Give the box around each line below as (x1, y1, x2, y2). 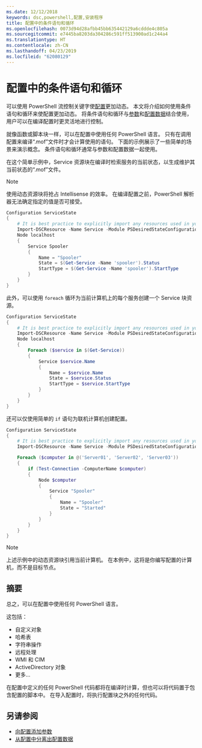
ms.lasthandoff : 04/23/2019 (6, 48, 77, 54)
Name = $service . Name (49, 370, 103, 376)
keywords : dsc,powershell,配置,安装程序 (6, 14, 103, 20)
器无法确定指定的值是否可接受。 (6, 198, 85, 205)
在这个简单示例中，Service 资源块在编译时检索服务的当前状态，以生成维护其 (6, 158, 195, 166)
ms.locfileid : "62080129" (6, 54, 71, 60)
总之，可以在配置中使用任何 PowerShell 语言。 (6, 600, 121, 608)
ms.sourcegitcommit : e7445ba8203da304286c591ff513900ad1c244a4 (6, 31, 168, 37)
